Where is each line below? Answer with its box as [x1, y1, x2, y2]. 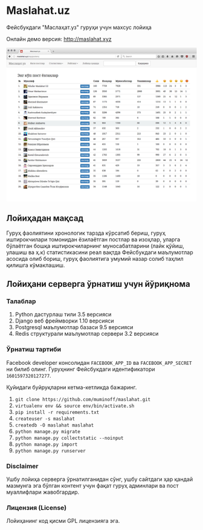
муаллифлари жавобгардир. [6, 488, 80, 496]
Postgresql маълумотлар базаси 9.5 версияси [14, 324, 134, 331]
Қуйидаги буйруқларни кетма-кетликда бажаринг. [6, 384, 137, 391]
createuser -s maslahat [14, 416, 76, 422]
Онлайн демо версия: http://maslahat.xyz [6, 35, 112, 42]
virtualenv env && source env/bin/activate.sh [14, 403, 135, 409]
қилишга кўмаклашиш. [6, 261, 65, 269]
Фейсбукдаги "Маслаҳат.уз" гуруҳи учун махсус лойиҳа [6, 24, 152, 31]
